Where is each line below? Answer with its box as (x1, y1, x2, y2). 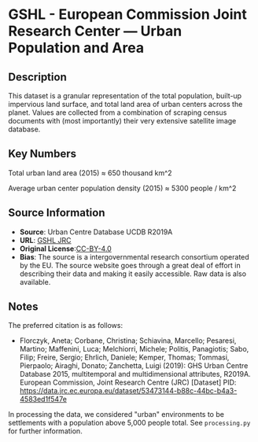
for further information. (8, 426, 83, 436)
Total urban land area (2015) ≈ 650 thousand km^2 (8, 168, 172, 178)
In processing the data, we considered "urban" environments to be (8, 410, 224, 419)
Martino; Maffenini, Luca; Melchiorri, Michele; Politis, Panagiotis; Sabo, (19, 344, 249, 354)
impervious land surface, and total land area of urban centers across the (8, 100, 243, 109)
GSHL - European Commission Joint (8, 6, 248, 24)
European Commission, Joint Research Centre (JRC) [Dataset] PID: (19, 378, 237, 387)
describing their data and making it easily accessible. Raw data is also (19, 269, 246, 278)
